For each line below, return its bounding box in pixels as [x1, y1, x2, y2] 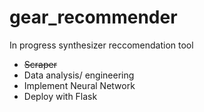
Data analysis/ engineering [23, 69, 135, 81]
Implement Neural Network [23, 79, 136, 91]
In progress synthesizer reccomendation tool [9, 39, 194, 51]
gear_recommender [9, 6, 178, 29]
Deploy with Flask [23, 90, 98, 102]
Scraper [23, 58, 57, 70]
